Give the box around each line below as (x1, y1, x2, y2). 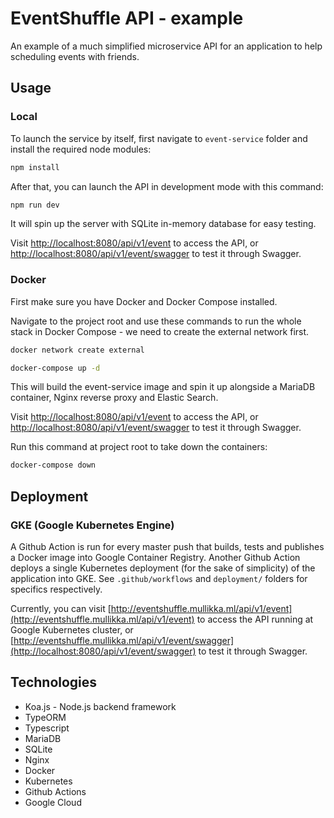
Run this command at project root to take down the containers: (10, 441, 268, 453)
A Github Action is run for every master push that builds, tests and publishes (10, 540, 325, 552)
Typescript (24, 722, 70, 734)
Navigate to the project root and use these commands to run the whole (10, 315, 302, 327)
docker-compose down (10, 460, 97, 471)
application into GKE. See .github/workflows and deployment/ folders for (10, 572, 308, 584)
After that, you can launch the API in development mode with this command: (10, 180, 324, 192)
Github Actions (24, 785, 87, 797)
